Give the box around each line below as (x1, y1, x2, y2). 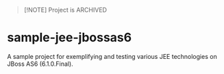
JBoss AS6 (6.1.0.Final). (7, 60, 73, 68)
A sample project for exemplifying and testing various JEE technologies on (7, 52, 217, 60)
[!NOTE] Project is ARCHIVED (23, 6, 108, 14)
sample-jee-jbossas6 (7, 30, 132, 45)
